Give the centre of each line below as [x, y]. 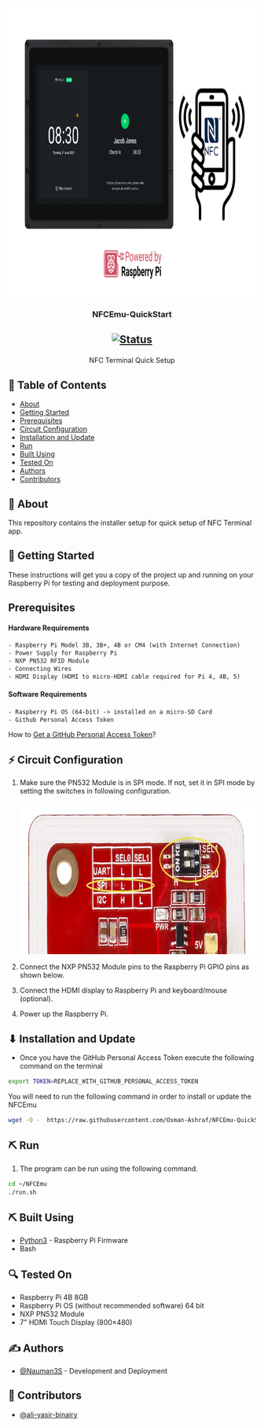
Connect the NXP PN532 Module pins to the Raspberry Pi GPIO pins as [134, 967]
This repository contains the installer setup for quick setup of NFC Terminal [130, 523]
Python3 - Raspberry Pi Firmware [73, 1241]
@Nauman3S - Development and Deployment [93, 1370]
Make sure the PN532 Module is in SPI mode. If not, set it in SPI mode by [137, 783]
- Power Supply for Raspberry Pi [63, 653]
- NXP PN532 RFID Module [49, 661]
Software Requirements [48, 694]
